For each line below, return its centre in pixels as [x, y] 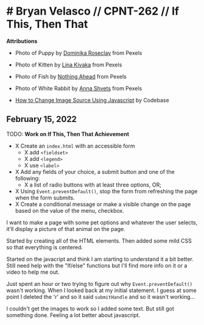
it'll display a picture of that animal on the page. [66, 229]
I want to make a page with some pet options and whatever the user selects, [102, 222]
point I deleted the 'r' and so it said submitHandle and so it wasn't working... [101, 296]
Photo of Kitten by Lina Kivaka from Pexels [69, 65]
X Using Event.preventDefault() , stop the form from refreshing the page [106, 191]
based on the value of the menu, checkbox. [70, 210]
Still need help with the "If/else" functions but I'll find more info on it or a [97, 265]
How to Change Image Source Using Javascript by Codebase [92, 100]
